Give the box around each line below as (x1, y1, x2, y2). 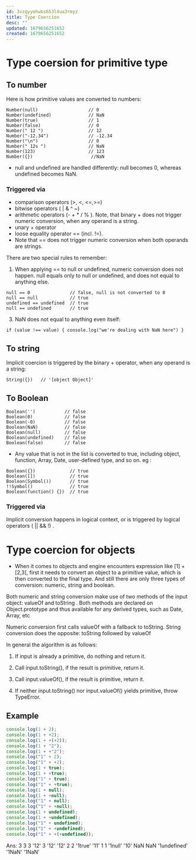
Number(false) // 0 (6, 123, 99, 129)
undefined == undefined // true (6, 300, 89, 306)
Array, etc (6, 612, 30, 619)
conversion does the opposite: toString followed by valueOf (6, 630, 152, 637)
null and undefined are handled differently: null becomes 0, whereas (14, 164, 182, 171)
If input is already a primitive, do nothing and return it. (14, 653, 146, 660)
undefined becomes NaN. (14, 170, 78, 178)
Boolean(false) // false (6, 440, 86, 446)
